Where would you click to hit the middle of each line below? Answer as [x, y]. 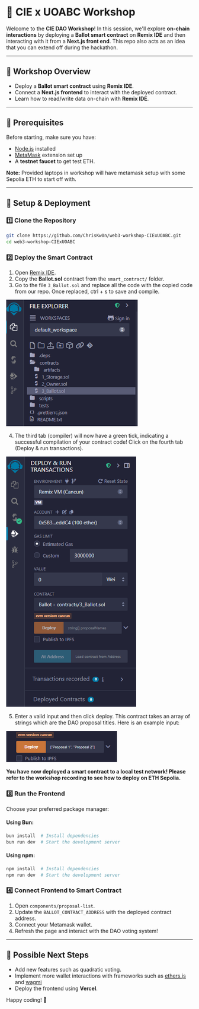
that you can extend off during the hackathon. [62, 47]
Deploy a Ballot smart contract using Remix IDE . [74, 86]
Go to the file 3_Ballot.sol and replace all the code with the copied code [104, 285]
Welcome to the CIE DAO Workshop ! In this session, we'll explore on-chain [98, 28]
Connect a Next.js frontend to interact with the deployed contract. [96, 92]
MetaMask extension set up [49, 155]
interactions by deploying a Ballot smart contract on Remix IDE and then [96, 34]
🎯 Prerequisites [35, 123]
